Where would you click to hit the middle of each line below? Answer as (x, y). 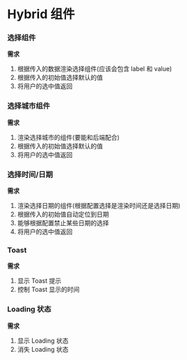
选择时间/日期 (30, 174)
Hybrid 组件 (41, 14)
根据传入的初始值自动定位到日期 (63, 214)
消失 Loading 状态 (43, 349)
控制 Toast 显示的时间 (48, 290)
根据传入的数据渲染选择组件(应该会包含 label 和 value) (95, 69)
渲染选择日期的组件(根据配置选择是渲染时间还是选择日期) (99, 206)
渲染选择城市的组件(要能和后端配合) (68, 137)
